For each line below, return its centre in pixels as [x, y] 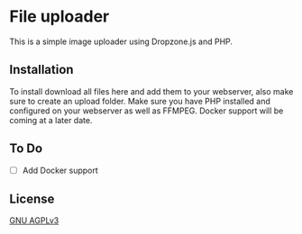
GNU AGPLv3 [34, 220]
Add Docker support [60, 170]
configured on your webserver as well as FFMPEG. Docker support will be [146, 111]
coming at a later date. [51, 120]
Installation [41, 70]
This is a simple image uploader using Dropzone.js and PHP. [121, 41]
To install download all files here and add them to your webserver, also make [151, 91]
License [32, 199]
